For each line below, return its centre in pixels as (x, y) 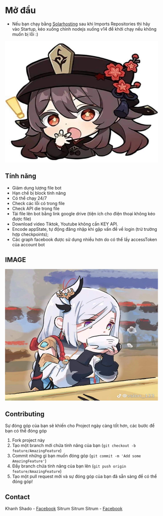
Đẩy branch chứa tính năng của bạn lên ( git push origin (69, 466)
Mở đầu (21, 10)
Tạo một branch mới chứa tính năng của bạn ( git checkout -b (74, 446)
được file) (22, 219)
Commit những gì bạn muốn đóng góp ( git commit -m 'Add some (76, 456)
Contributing (25, 414)
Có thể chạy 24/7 (29, 198)
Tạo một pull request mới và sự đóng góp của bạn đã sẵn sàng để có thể (84, 477)
